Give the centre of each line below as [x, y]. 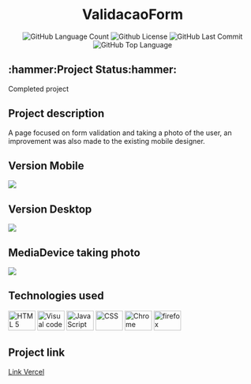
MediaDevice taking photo [74, 252]
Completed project [39, 88]
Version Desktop [50, 209]
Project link [37, 353]
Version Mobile [46, 166]
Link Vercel [26, 371]
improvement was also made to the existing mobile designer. [107, 141]
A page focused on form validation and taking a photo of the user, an [120, 133]
